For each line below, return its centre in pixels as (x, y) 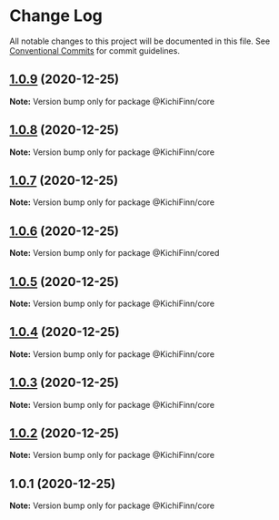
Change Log (56, 16)
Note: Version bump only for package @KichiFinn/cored (115, 253)
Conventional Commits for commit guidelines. (95, 50)
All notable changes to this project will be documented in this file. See (140, 41)
